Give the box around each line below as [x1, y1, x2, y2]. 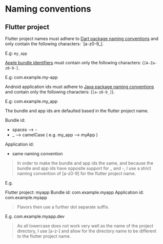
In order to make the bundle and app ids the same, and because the [17, 160, 154, 166]
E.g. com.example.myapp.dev [5, 213, 65, 219]
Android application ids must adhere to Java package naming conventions [5, 84, 154, 90]
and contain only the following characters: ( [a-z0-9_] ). [5, 89, 115, 94]
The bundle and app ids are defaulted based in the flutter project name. [5, 108, 149, 113]
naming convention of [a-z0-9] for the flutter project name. [17, 170, 136, 176]
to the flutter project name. [17, 233, 71, 239]
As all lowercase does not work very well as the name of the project [17, 223, 154, 228]
